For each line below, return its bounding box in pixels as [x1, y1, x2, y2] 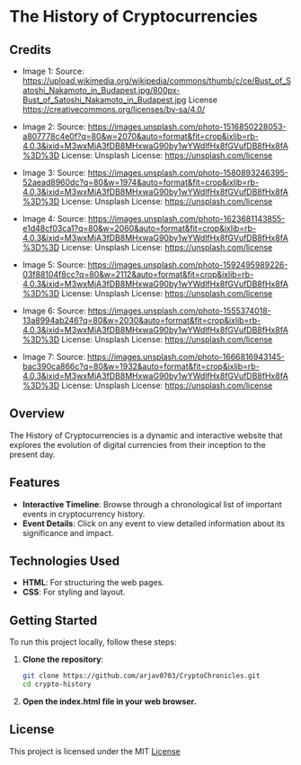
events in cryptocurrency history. [22, 508, 146, 519]
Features [9, 475, 60, 490]
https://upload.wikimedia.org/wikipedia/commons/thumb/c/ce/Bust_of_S [22, 75, 292, 86]
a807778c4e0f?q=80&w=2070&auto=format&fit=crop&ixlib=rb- [22, 131, 259, 141]
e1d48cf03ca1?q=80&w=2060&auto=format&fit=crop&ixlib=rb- [22, 223, 257, 233]
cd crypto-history [22, 680, 92, 689]
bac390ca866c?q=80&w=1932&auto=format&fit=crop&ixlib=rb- [22, 361, 261, 372]
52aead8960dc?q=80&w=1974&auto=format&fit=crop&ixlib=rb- [22, 177, 259, 188]
